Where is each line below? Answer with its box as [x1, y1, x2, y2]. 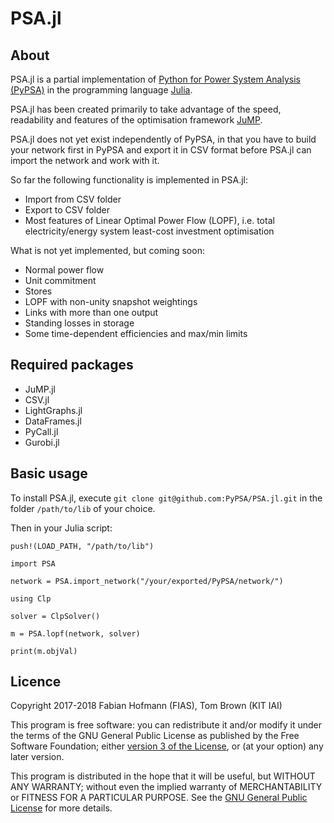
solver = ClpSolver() [10, 611, 101, 621]
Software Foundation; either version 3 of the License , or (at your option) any [10, 740, 324, 752]
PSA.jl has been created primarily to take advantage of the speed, [10, 103, 282, 115]
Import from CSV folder [24, 193, 122, 205]
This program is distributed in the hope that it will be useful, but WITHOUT [10, 770, 316, 782]
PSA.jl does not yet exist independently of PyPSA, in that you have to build [10, 133, 317, 145]
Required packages [10, 357, 134, 374]
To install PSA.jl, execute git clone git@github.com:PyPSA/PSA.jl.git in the [10, 492, 323, 504]
